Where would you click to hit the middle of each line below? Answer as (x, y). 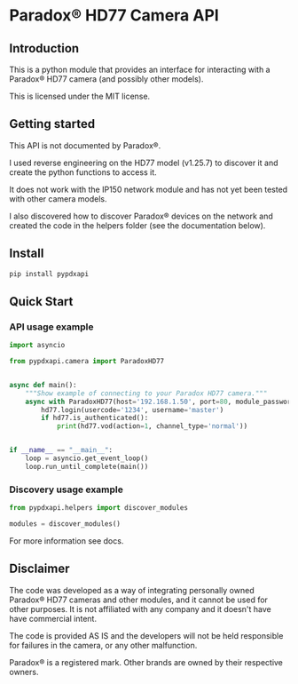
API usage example (51, 327)
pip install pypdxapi (49, 274)
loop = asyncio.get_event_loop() (87, 458)
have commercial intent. (53, 618)
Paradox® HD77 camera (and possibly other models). (106, 79)
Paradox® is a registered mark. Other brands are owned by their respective (146, 662)
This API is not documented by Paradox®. (85, 145)
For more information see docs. (67, 541)
